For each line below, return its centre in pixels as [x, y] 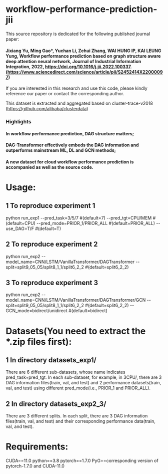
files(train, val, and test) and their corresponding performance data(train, [80, 421]
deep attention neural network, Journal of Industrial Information [73, 61]
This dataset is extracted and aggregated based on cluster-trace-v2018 [79, 103]
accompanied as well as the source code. [50, 167]
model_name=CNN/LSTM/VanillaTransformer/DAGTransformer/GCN [76, 300]
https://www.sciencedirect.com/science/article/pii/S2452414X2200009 [85, 72]
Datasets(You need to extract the [76, 331]
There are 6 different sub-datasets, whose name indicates [65, 372]
